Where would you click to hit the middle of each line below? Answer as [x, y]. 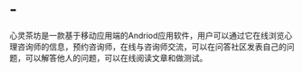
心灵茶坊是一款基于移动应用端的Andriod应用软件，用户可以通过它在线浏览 [147, 35]
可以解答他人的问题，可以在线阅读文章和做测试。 [116, 58]
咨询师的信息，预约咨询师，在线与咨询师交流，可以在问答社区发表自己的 [151, 46]
